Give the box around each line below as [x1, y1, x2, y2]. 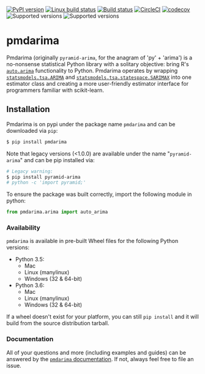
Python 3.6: [15, 282, 45, 289]
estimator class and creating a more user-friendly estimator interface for [6, 80, 188, 87]
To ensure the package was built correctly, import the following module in [6, 190, 192, 198]
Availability [6, 223, 41, 232]
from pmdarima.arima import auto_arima [6, 209, 108, 215]
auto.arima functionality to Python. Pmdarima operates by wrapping [6, 67, 178, 74]
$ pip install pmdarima [6, 138, 67, 145]
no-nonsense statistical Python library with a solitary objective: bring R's [6, 60, 189, 67]
